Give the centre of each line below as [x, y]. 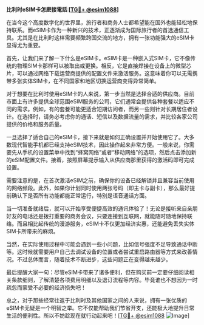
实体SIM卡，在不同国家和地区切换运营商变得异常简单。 [91, 81]
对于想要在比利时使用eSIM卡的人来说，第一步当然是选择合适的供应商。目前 [100, 94]
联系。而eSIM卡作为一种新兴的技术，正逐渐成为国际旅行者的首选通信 [97, 30]
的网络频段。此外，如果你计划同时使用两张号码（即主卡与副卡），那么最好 [98, 188]
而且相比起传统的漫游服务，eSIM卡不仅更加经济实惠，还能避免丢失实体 [106, 224]
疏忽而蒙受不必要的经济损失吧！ [46, 287]
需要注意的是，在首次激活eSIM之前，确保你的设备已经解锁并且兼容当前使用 [100, 180]
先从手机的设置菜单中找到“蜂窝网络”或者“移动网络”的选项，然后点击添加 [101, 152]
